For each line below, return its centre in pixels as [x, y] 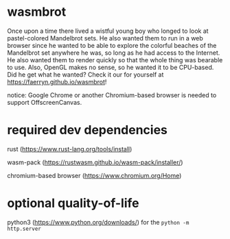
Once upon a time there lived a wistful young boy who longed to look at [108, 31]
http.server [24, 229]
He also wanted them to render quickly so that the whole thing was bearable [115, 60]
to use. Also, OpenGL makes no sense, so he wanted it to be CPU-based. [111, 67]
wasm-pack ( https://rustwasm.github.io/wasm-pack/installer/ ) [95, 162]
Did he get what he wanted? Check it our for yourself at [85, 74]
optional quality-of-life [73, 203]
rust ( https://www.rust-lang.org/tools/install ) [70, 149]
